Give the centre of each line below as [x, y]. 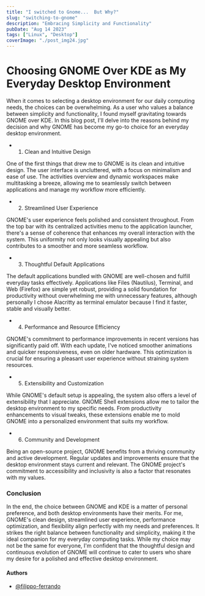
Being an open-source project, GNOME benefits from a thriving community [101, 451]
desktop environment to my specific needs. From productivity [84, 408]
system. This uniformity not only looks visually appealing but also [89, 239]
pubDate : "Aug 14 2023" [37, 29]
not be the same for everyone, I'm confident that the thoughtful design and [100, 546]
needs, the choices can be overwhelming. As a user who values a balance [100, 107]
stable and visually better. [39, 308]
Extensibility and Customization [64, 383]
